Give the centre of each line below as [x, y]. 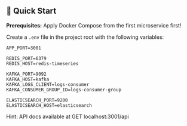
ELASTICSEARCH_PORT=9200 [37, 100]
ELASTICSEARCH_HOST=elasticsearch [49, 105]
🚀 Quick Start [31, 11]
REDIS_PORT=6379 [26, 58]
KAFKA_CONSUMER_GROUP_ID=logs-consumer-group [64, 90]
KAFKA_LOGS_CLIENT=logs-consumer [48, 84]
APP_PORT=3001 [24, 48]
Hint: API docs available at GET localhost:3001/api [68, 116]
